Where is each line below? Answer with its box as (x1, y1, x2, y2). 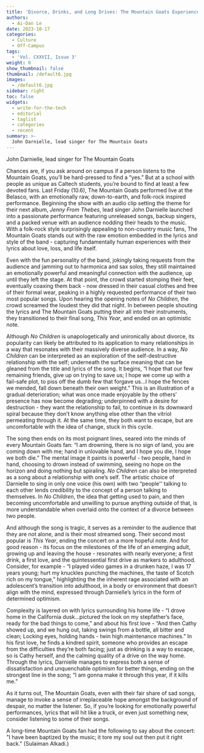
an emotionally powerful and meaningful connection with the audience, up (6, 269, 192, 276)
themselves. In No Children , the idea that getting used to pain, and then (6, 492, 185, 500)
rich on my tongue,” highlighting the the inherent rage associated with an (6, 575, 188, 583)
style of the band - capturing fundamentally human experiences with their (6, 238, 191, 245)
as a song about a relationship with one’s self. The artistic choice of (6, 473, 175, 480)
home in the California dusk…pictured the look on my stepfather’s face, (6, 613, 184, 620)
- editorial (12, 111, 42, 117)
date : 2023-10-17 (6, 26, 50, 32)
